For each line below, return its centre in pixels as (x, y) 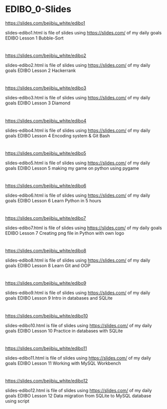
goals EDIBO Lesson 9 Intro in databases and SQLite (59, 298)
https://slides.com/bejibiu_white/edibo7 (46, 218)
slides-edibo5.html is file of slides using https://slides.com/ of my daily (78, 163)
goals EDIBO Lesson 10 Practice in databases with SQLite (64, 331)
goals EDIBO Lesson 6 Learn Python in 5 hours (53, 200)
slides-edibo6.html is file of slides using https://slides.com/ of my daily (78, 195)
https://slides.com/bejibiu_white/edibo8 (46, 251)
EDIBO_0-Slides (38, 9)
